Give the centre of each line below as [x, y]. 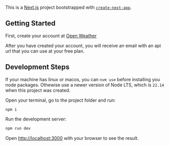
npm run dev [18, 128]
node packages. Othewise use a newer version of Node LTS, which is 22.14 [85, 85]
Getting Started [30, 23]
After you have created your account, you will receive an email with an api [83, 45]
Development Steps [37, 67]
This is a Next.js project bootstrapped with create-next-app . [69, 7]
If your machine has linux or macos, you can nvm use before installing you [83, 79]
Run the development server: [36, 119]
